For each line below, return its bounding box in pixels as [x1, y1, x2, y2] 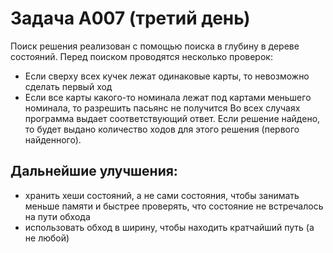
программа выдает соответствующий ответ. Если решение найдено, [24, 112, 321, 124]
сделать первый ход [24, 80, 113, 92]
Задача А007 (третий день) [10, 7, 251, 30]
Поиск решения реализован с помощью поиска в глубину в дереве [10, 40, 300, 52]
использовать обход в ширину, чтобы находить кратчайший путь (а [24, 221, 315, 233]
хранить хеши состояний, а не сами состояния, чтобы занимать [24, 189, 300, 201]
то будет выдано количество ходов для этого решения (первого [24, 123, 300, 135]
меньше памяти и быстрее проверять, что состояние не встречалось [24, 200, 324, 212]
